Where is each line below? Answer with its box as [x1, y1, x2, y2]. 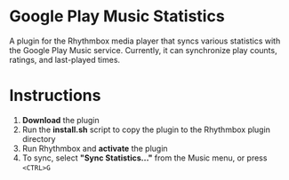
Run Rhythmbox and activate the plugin [21, 143, 168, 153]
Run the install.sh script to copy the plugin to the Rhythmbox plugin [21, 124, 271, 135]
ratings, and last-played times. [9, 54, 121, 65]
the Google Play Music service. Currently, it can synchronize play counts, [9, 44, 277, 55]
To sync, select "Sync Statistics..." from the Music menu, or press [21, 153, 268, 163]
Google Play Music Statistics [9, 6, 225, 27]
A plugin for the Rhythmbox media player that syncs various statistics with [9, 35, 281, 46]
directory [21, 133, 56, 144]
